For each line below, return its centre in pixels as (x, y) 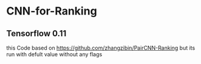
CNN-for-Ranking (52, 11)
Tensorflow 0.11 (36, 34)
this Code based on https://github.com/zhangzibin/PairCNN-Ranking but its (101, 48)
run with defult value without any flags (54, 54)
